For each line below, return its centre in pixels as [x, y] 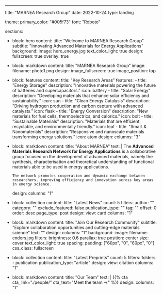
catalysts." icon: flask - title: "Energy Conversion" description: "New [80, 111]
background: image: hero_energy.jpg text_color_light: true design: [78, 51]
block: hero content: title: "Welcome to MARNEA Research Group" [78, 41]
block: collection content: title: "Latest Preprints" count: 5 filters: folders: [84, 257]
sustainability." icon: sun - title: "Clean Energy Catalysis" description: [81, 101]
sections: [14, 31]
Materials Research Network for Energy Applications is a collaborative [84, 151]
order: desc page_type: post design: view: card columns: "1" [72, 213]
